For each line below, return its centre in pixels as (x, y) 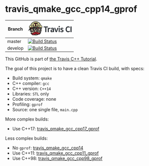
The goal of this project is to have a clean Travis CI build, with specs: (75, 69)
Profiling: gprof (28, 104)
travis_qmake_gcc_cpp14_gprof (71, 9)
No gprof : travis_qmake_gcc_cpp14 (48, 148)
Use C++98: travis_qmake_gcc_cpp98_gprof (57, 159)
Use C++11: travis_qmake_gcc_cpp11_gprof (56, 153)
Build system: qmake (32, 78)
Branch (15, 29)
